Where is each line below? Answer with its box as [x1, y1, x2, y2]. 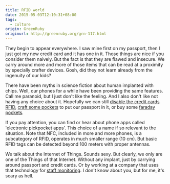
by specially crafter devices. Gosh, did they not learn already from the [5, 67, 153, 73]
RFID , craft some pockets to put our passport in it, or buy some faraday [5, 104, 155, 110]
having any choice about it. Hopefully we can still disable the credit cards [5, 99, 160, 105]
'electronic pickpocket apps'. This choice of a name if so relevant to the [5, 125, 156, 131]
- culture [10, 21, 31, 27]
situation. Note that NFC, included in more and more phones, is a [5, 130, 142, 136]
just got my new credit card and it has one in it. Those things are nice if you [5, 51, 164, 57]
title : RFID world [5, 7, 45, 13]
